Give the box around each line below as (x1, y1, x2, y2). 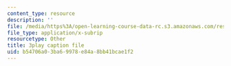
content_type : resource (7, 10, 76, 17)
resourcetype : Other (7, 36, 67, 43)
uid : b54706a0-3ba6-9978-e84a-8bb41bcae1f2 (7, 49, 134, 56)
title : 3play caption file (7, 42, 85, 49)
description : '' (7, 16, 54, 23)
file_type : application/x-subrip (7, 29, 103, 36)
